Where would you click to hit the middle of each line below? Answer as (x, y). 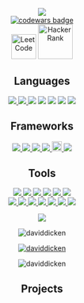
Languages (42, 81)
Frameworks (42, 127)
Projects (42, 288)
